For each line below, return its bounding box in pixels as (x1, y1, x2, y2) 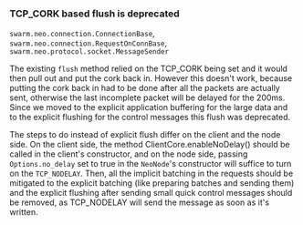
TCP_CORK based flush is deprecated (9, 7, 180, 20)
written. (9, 207, 38, 218)
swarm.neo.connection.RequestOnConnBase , (9, 37, 168, 48)
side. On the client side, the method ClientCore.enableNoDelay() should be (9, 139, 290, 150)
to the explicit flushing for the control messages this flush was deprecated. (9, 112, 291, 123)
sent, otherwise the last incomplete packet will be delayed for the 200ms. (9, 92, 286, 103)
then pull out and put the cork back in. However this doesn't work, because (9, 73, 293, 84)
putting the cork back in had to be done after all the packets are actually (9, 83, 280, 94)
